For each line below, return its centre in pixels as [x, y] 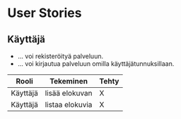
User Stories [45, 13]
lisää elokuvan [69, 93]
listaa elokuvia [69, 104]
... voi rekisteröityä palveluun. [60, 56]
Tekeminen [69, 81]
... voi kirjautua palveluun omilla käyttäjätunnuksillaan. [96, 64]
